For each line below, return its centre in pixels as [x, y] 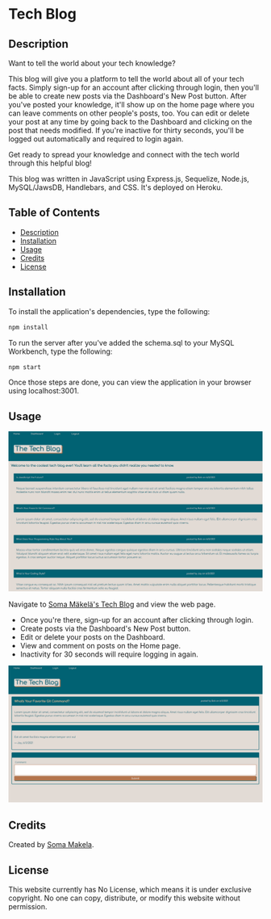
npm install [28, 327]
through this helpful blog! [50, 163]
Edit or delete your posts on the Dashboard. [92, 637]
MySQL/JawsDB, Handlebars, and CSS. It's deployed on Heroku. [116, 187]
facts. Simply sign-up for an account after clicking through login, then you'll [134, 87]
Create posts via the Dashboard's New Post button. [105, 628]
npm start [25, 367]
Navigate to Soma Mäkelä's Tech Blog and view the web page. [112, 604]
